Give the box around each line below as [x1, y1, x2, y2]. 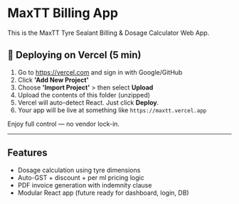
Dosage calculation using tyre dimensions [17, 166, 141, 174]
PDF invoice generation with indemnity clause [17, 181, 152, 189]
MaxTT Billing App [7, 5, 119, 21]
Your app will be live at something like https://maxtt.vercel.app [17, 105, 207, 114]
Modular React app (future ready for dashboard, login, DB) [17, 188, 190, 197]
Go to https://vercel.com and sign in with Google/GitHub [17, 68, 183, 76]
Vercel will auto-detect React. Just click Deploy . [17, 98, 159, 107]
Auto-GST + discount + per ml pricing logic [17, 173, 144, 182]
